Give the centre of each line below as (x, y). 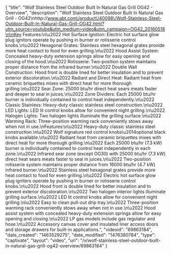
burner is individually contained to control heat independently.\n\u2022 (80, 99)
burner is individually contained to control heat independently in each (78, 148)
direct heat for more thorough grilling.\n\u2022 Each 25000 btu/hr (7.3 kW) (84, 143)
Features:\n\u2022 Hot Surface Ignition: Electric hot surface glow (91, 34)
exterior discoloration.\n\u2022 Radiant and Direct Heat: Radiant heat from (83, 78)
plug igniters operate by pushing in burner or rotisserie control (70, 181)
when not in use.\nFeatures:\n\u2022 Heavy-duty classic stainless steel (80, 126)
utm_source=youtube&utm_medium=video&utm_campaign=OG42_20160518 (85, 29)
